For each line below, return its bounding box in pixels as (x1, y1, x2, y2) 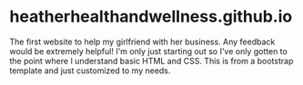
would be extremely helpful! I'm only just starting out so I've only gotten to (9, 45, 288, 56)
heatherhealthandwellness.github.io (9, 6, 293, 27)
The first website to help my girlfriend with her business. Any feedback (9, 36, 276, 47)
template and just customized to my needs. (9, 65, 171, 76)
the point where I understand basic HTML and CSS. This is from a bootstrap (9, 55, 294, 66)
